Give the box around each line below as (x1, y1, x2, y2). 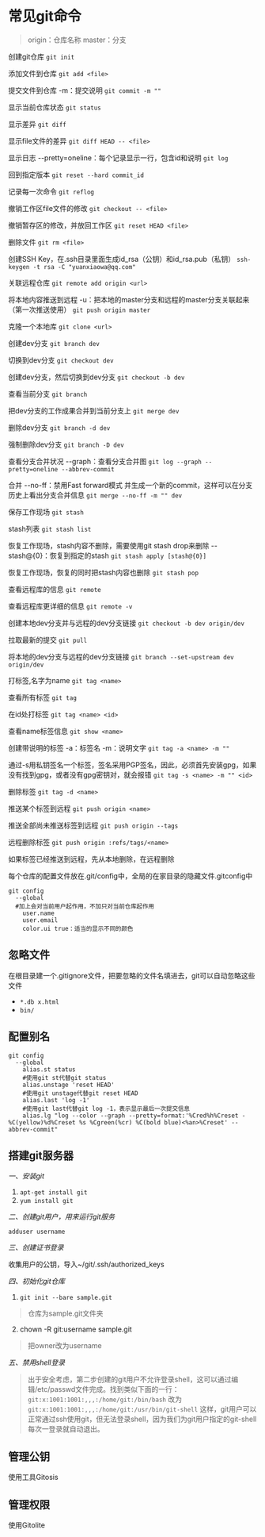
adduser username (8, 1228, 66, 1236)
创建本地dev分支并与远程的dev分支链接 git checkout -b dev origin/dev (8, 618, 245, 628)
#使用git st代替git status (22, 1074, 107, 1082)
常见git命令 (8, 7, 81, 25)
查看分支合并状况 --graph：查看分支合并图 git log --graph (8, 456, 202, 466)
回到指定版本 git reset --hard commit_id (8, 170, 145, 179)
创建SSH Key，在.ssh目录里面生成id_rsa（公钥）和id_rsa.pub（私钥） (8, 254, 236, 263)
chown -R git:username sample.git (19, 1324, 132, 1334)
